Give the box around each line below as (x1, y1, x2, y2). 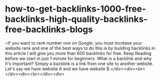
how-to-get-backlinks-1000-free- (5, 3, 146, 15)
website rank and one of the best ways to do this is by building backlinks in (5, 45, 156, 51)
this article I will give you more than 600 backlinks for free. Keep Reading (5, 50, 152, 56)
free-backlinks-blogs (5, 24, 93, 35)
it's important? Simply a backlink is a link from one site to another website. (5, 61, 154, 66)
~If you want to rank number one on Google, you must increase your (5, 40, 142, 46)
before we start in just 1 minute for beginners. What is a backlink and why (5, 55, 152, 61)
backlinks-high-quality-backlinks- (5, 14, 148, 25)
